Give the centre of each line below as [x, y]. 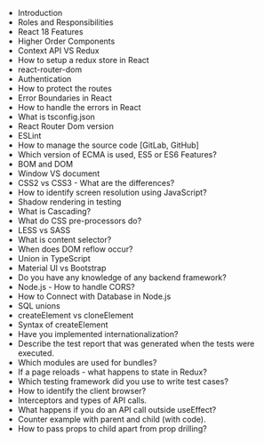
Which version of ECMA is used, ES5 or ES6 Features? [117, 154]
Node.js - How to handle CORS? [76, 287]
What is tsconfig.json [56, 117]
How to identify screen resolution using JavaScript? [112, 192]
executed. [36, 353]
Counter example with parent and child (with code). [112, 419]
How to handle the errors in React [79, 107]
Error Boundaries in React [65, 98]
